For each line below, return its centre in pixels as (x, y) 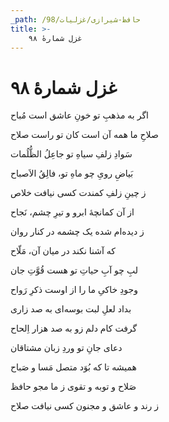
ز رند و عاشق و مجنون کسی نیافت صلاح (85, 406)
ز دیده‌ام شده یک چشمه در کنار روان (77, 232)
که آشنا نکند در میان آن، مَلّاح (63, 251)
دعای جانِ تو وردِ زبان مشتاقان (66, 348)
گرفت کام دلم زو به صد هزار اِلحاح (74, 328)
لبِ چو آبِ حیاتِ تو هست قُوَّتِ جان (74, 270)
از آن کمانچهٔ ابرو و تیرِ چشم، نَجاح (72, 212)
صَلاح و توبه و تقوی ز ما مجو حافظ (73, 387)
